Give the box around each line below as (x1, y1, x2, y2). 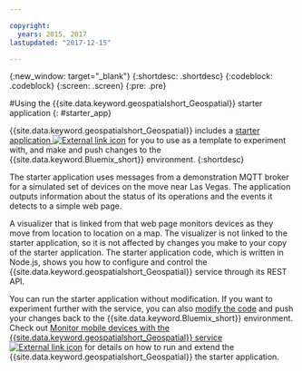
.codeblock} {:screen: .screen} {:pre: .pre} (9, 81, 167, 92)
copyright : (9, 21, 51, 30)
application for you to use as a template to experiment (9, 135, 287, 146)
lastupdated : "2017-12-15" (9, 38, 112, 47)
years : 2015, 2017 (17, 29, 88, 39)
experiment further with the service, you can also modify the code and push (9, 303, 294, 314)
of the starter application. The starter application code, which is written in (9, 247, 284, 259)
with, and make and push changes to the (9, 144, 161, 155)
